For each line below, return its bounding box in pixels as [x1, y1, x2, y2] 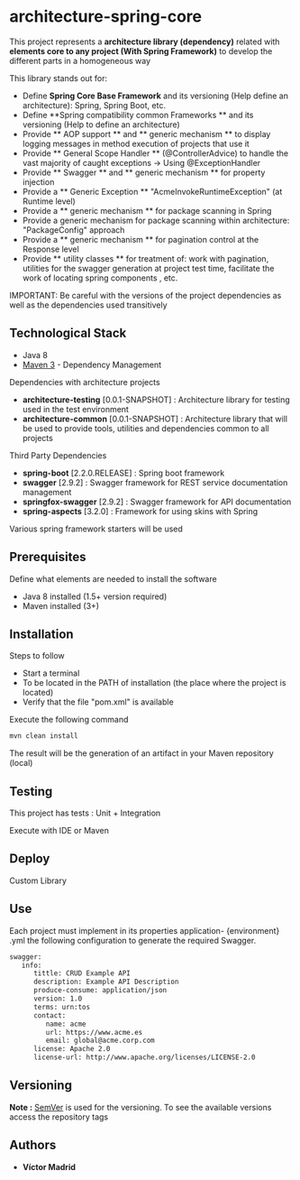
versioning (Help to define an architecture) [22, 119, 180, 130]
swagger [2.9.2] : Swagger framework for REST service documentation [22, 476, 288, 488]
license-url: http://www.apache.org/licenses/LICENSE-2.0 [32, 1053, 256, 1062]
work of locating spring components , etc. [22, 272, 178, 283]
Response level [22, 244, 79, 254]
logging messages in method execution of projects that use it [22, 138, 250, 149]
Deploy [9, 851, 50, 867]
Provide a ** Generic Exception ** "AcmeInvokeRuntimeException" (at [22, 186, 283, 197]
